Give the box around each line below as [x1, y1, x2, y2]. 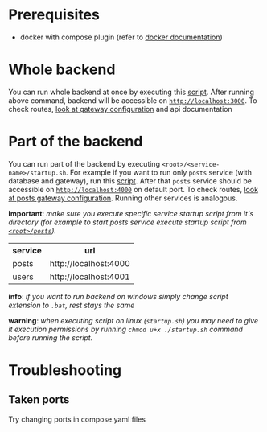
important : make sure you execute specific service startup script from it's [8, 208, 254, 218]
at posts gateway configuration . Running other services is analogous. [8, 193, 238, 203]
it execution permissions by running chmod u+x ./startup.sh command [8, 324, 244, 334]
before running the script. [8, 332, 93, 343]
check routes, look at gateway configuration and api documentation [8, 104, 232, 113]
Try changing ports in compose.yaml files [8, 414, 146, 424]
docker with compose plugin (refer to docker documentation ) [19, 32, 223, 42]
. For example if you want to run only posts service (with [65, 167, 252, 177]
